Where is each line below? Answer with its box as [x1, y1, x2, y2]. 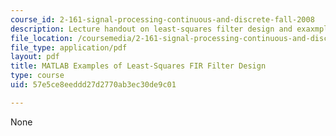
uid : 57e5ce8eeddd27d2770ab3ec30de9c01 [10, 80, 177, 90]
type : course [10, 71, 65, 81]
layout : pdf [10, 52, 60, 62]
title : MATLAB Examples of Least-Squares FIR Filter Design [10, 61, 267, 71]
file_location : [10, 33, 74, 43]
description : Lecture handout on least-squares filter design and [10, 24, 293, 34]
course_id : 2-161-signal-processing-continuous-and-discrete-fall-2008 [10, 14, 315, 25]
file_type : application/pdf [10, 42, 128, 53]
